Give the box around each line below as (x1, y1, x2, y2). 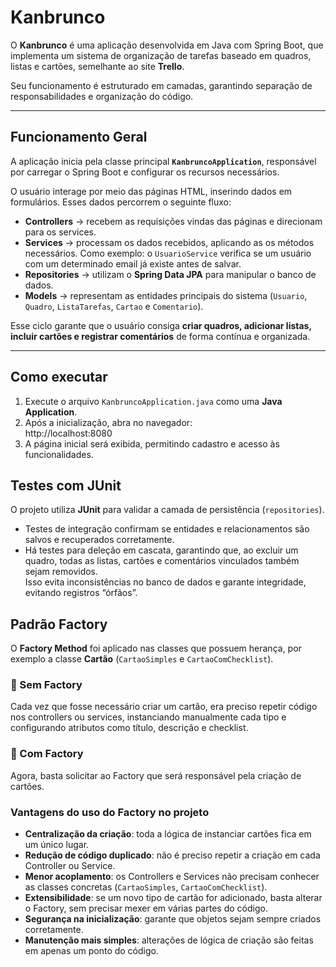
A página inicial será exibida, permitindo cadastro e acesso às (24, 437, 280, 450)
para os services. (24, 226, 97, 238)
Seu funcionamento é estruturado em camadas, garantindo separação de (10, 79, 313, 91)
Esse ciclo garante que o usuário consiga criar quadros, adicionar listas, (10, 319, 312, 331)
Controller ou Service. (24, 860, 116, 872)
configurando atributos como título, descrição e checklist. (10, 722, 249, 734)
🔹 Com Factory (10, 747, 84, 761)
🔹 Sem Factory (10, 678, 83, 692)
